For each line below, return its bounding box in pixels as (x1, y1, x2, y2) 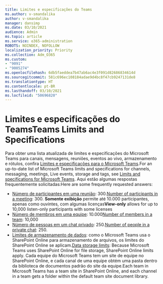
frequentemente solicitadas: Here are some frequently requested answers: (5, 182, 153, 187)
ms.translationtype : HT (5, 79, 53, 84)
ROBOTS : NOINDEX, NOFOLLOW (5, 43, 60, 48)
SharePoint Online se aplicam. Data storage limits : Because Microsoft (12, 242, 149, 248)
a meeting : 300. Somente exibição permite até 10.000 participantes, (12, 196, 149, 202)
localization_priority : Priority (5, 48, 73, 52)
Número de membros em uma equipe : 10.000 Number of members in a (12, 212, 153, 217)
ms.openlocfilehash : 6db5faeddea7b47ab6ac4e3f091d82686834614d (5, 70, 136, 75)
